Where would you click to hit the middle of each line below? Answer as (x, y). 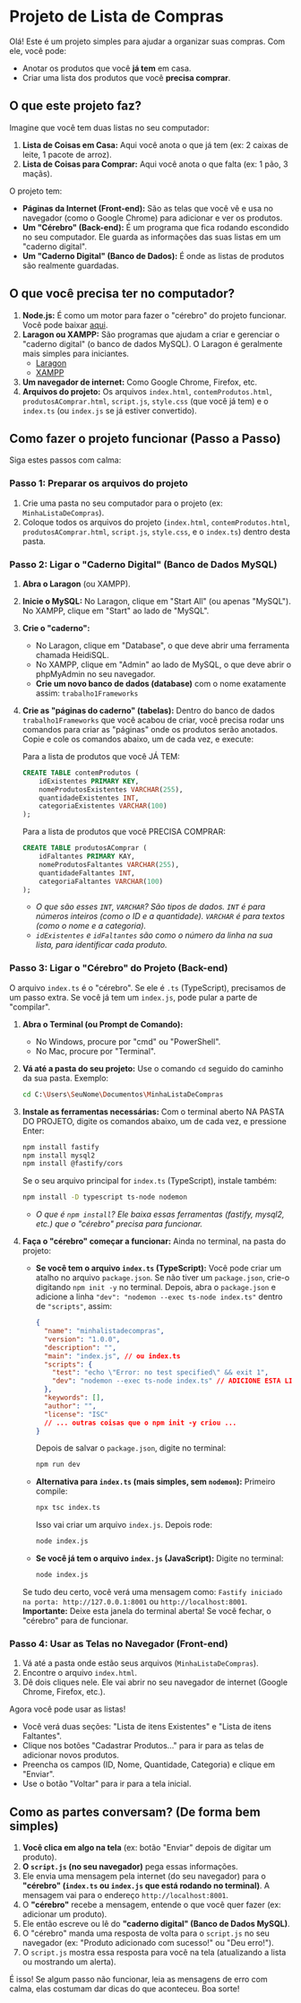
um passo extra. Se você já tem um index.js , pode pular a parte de (133, 997)
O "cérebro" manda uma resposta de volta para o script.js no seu (146, 1933)
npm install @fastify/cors (73, 1164)
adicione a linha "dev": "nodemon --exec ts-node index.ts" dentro (159, 1296)
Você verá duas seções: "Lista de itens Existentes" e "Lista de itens (146, 1727)
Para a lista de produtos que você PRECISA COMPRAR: (124, 832)
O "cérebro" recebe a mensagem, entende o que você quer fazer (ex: (151, 1904)
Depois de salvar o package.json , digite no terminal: (131, 1448)
